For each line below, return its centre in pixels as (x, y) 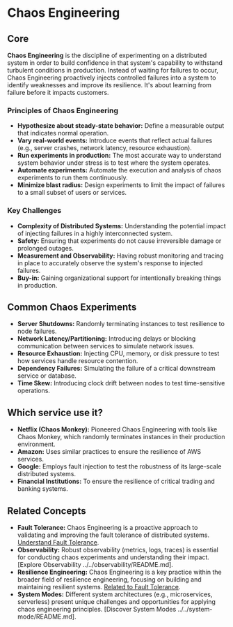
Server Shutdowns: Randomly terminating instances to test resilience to (121, 324)
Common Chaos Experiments (72, 307)
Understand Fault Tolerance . (58, 543)
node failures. (37, 331)
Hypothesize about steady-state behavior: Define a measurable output (121, 126)
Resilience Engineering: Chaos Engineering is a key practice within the (119, 572)
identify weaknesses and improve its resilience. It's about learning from (110, 85)
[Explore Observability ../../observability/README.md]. (95, 565)
